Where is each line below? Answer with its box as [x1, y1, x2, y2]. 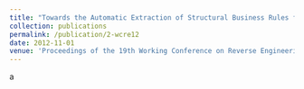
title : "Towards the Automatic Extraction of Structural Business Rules [9, 13, 290, 22]
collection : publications [9, 22, 107, 31]
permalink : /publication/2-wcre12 [9, 30, 140, 39]
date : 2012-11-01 [9, 38, 75, 48]
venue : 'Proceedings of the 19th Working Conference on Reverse [9, 47, 257, 56]
